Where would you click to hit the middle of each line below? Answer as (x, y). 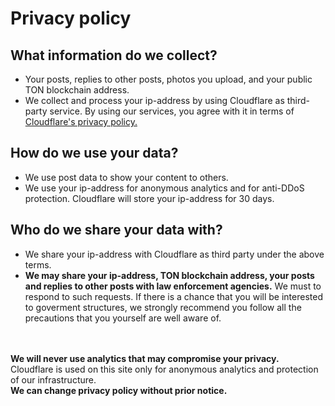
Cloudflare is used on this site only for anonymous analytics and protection (164, 369)
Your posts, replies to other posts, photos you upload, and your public (168, 79)
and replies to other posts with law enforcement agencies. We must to (173, 286)
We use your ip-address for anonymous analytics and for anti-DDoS (164, 188)
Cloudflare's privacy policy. (81, 121)
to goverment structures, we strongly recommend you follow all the (163, 307)
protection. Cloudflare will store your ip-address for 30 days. (149, 198)
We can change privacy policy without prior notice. (119, 390)
